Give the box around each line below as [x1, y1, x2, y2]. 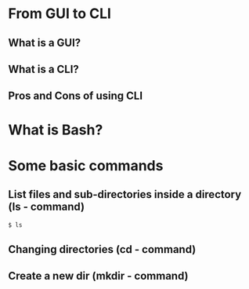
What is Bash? [8, 121, 103, 138]
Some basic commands [8, 156, 164, 174]
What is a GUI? [8, 36, 81, 49]
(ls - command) [8, 200, 85, 214]
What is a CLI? [8, 62, 80, 75]
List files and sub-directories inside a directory [8, 188, 242, 201]
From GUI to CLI [8, 5, 112, 23]
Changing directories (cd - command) [8, 243, 197, 256]
